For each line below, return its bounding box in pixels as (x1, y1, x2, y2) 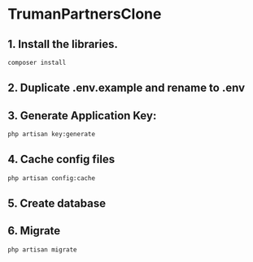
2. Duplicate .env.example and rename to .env (7, 81, 246, 95)
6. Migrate (7, 224, 61, 238)
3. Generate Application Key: (7, 109, 157, 122)
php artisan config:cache (7, 174, 95, 183)
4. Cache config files (7, 152, 116, 166)
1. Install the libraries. (7, 37, 119, 51)
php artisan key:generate (7, 131, 95, 139)
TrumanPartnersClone (7, 5, 162, 24)
